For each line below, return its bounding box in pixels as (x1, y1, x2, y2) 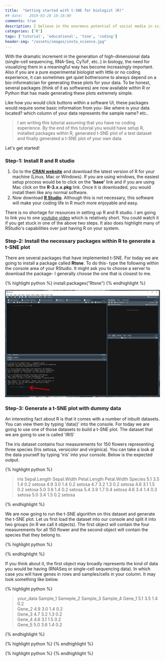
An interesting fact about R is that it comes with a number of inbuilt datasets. (5, 416, 160, 422)
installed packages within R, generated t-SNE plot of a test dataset (17, 130, 152, 136)
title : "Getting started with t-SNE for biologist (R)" (5, 8, 124, 13)
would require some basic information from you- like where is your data (5, 105, 150, 111)
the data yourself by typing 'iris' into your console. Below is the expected (5, 452, 153, 458)
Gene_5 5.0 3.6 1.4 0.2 (17, 622, 62, 628)
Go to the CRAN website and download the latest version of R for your (12, 168, 155, 175)
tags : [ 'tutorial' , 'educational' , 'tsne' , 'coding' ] (5, 34, 118, 39)
